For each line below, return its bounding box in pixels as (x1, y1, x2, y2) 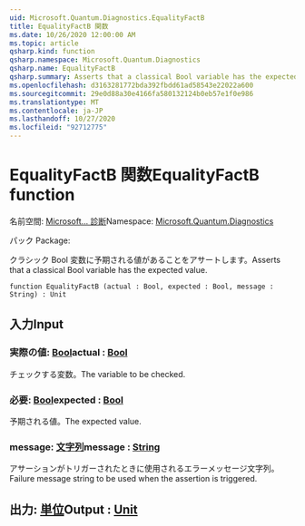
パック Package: (9, 235, 71, 246)
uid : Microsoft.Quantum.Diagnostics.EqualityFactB (9, 13, 205, 23)
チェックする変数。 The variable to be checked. (9, 368, 186, 379)
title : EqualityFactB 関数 (9, 22, 109, 31)
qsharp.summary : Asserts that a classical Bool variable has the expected (9, 73, 299, 82)
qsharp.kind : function (9, 47, 95, 56)
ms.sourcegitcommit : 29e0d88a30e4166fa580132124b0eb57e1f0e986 (9, 89, 254, 98)
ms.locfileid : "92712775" (9, 123, 107, 132)
